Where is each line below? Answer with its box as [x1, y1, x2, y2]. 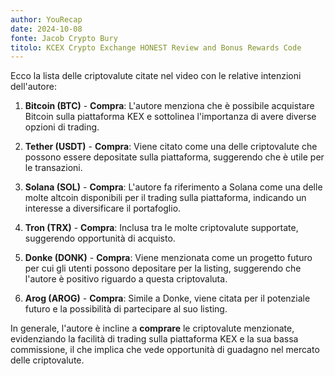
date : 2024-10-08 [10, 24, 83, 34]
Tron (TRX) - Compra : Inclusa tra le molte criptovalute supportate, [24, 222, 299, 234]
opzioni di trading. [24, 121, 100, 133]
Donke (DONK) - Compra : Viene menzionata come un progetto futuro [24, 252, 313, 264]
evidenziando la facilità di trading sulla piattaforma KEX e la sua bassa [10, 333, 299, 345]
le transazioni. [24, 162, 83, 174]
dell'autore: [10, 81, 57, 93]
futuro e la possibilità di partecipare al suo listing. [24, 303, 228, 315]
